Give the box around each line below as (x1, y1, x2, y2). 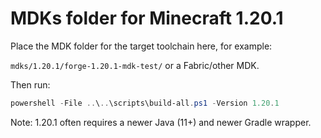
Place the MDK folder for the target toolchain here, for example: (10, 40, 273, 52)
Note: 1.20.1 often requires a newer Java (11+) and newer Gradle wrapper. (10, 116, 312, 128)
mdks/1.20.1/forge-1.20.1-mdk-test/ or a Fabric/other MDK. (10, 59, 260, 71)
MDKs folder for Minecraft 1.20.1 (10, 7, 284, 30)
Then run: (10, 78, 51, 91)
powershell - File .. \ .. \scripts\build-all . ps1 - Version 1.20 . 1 (10, 98, 280, 108)
